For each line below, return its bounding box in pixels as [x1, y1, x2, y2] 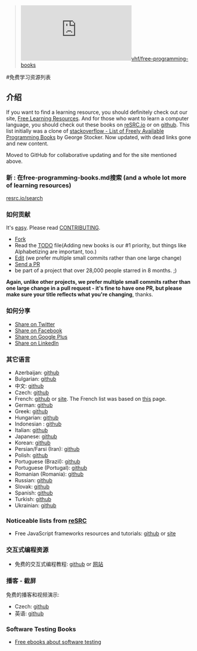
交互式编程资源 [6, 546, 49, 554]
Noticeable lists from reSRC [6, 516, 87, 525]
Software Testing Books [6, 625, 77, 633]
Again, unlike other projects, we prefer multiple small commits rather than [6, 279, 191, 286]
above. [6, 158, 23, 165]
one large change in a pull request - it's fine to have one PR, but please [6, 284, 182, 292]
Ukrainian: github [14, 502, 57, 509]
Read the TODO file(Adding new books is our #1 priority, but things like [14, 242, 187, 249]
